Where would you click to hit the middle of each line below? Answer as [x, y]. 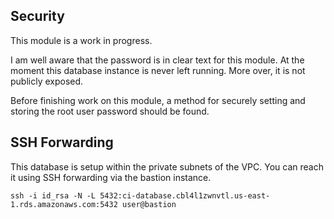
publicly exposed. [47, 81]
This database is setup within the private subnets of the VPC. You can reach [167, 166]
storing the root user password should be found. [110, 111]
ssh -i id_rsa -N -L [53, 195]
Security [37, 16]
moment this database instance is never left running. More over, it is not [158, 70]
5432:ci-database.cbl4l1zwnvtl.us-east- [185, 195]
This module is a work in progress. [81, 40]
